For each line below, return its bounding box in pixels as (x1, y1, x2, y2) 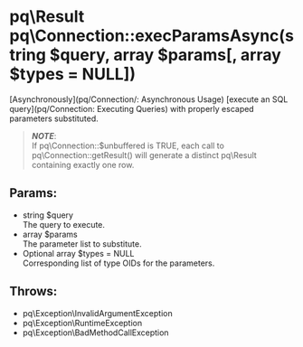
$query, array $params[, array (49, 45, 282, 65)
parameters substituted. (9, 113, 99, 124)
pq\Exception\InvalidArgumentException (22, 307, 174, 318)
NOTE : (31, 130, 57, 141)
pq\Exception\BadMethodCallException (22, 327, 169, 338)
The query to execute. (22, 219, 106, 230)
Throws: (9, 284, 58, 299)
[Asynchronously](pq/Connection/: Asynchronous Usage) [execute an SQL (9, 93, 289, 105)
